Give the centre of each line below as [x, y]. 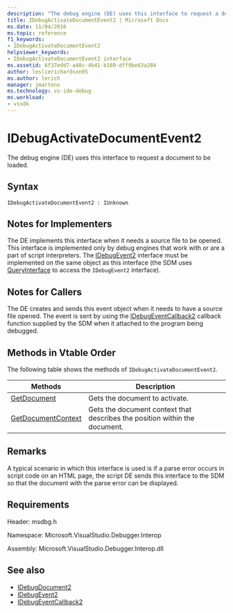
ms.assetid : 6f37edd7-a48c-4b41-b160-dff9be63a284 [82, 65]
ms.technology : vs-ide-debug [49, 91]
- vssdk [18, 104]
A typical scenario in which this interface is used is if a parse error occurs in [116, 468]
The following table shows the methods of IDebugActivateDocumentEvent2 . [112, 369]
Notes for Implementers [60, 224]
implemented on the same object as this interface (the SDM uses [100, 263]
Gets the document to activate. [138, 398]
